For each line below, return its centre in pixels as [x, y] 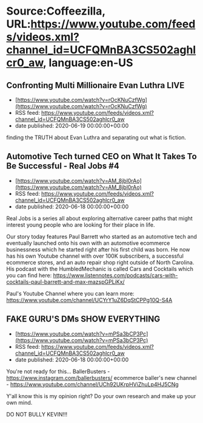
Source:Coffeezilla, [56, 11]
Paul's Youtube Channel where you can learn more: [70, 294]
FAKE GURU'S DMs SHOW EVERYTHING [83, 319]
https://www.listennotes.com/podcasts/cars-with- [115, 275]
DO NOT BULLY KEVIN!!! [37, 414]
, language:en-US [88, 63]
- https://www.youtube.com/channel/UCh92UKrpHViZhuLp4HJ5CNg [92, 384]
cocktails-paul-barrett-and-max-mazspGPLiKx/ [66, 281]
